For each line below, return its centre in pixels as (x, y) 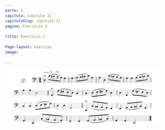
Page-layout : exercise (28, 47)
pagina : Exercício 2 (26, 26)
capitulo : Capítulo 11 (28, 16)
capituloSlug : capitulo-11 (33, 21)
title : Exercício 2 (25, 37)
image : (12, 52)
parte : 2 (14, 10)
